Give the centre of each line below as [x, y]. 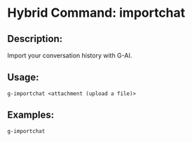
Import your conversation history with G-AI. [70, 55]
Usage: [23, 77]
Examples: [31, 115]
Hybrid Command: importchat [96, 13]
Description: [35, 39]
